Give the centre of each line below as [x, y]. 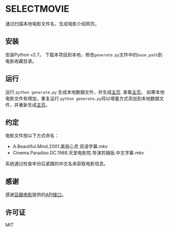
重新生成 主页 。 [34, 105]
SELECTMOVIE [37, 9]
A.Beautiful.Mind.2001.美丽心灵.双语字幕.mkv [60, 147]
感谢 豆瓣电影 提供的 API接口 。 [36, 195]
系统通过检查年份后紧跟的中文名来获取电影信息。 [57, 164]
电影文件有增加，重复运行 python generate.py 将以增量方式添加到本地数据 [82, 98]
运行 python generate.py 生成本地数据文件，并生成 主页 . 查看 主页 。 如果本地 [85, 92]
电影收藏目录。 [21, 61]
